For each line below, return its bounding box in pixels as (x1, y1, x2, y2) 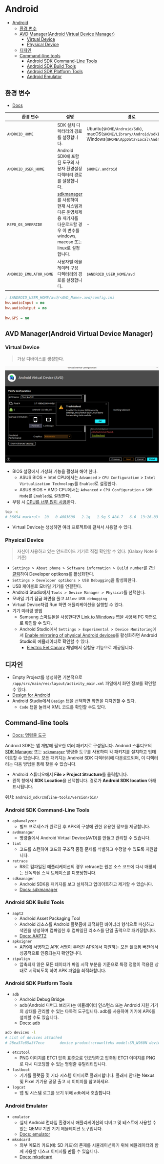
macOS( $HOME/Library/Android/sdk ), (86, 131, 161, 137)
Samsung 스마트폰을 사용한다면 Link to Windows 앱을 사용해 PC (19, 614, 144, 620)
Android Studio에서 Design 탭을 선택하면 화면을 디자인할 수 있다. (12, 698, 136, 704)
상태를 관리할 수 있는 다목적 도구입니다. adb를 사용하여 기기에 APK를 (24, 1008, 155, 1014)
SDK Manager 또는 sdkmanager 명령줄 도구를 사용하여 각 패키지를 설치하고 (5, 749, 147, 755)
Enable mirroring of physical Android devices (24, 633, 116, 638)
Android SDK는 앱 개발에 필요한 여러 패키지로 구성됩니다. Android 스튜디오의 (5, 742, 152, 748)
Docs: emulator (19, 1131, 50, 1137)
